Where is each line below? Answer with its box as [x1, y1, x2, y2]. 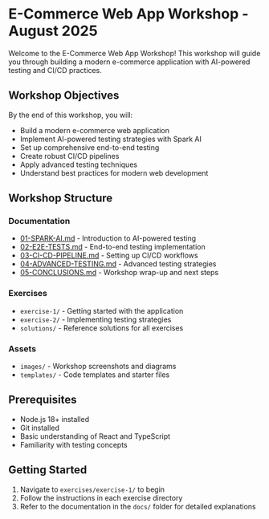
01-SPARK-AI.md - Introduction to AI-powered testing [19, 233, 197, 243]
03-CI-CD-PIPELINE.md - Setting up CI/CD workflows [19, 250, 198, 261]
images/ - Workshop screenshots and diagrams [19, 362, 177, 371]
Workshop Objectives [8, 89, 120, 103]
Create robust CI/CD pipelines [19, 151, 120, 160]
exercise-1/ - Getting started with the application [19, 306, 184, 315]
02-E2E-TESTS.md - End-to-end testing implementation [19, 242, 206, 252]
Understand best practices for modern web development [19, 168, 209, 177]
